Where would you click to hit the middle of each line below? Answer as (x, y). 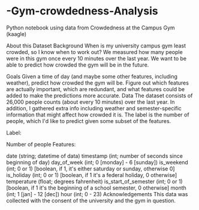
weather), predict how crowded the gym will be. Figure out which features (97, 83)
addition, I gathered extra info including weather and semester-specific (94, 108)
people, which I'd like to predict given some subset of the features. (89, 121)
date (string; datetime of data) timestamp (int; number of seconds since (94, 156)
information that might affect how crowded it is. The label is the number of (98, 115)
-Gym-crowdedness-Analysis (82, 11)
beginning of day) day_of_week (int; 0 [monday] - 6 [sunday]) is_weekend (97, 162)
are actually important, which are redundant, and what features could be (95, 89)
